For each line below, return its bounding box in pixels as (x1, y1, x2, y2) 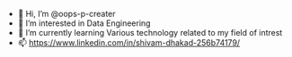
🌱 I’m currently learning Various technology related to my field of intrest (17, 28, 283, 37)
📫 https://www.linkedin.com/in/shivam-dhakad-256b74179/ (17, 37, 241, 48)
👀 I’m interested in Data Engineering (17, 18, 151, 28)
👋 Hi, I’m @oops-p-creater (17, 9, 116, 19)
